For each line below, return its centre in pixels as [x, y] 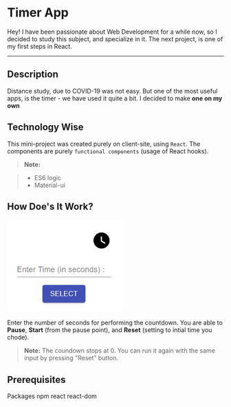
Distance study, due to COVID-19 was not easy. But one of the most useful [112, 91]
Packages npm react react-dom [52, 396]
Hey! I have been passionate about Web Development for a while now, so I [112, 32]
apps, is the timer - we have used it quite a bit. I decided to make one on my [115, 98]
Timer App [38, 13]
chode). [18, 338]
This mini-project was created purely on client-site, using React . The [104, 144]
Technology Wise [45, 128]
